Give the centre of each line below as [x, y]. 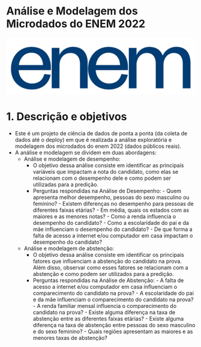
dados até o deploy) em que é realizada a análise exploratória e [93, 140]
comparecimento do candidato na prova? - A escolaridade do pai [113, 293]
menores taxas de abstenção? [70, 337]
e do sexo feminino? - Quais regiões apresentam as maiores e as [113, 331]
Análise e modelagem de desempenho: [72, 159]
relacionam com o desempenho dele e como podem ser [102, 178]
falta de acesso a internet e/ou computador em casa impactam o [113, 235]
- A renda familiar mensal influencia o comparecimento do [105, 306]
